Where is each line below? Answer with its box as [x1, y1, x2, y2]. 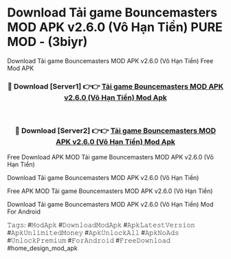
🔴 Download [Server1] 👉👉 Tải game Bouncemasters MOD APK [7, 81, 224, 91]
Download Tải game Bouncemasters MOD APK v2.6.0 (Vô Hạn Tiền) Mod [7, 200, 214, 208]
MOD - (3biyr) [7, 34, 88, 49]
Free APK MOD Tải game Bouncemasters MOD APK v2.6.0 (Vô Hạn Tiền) [7, 187, 213, 195]
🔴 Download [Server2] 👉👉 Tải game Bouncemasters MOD [14, 126, 217, 135]
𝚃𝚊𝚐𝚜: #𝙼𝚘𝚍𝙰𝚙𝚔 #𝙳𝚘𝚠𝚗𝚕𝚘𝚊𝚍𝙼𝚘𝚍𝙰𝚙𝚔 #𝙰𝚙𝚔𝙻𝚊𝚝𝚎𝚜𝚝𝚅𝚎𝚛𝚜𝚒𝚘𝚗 [7, 221, 196, 229]
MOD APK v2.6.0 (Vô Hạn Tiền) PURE [7, 19, 223, 35]
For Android [7, 207, 41, 216]
